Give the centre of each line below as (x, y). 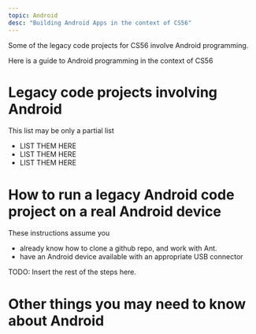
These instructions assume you (59, 233)
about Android (56, 321)
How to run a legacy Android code (121, 195)
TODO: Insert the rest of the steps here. (72, 272)
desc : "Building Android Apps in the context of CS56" (100, 23)
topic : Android (33, 15)
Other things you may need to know (127, 304)
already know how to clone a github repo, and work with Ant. (119, 248)
